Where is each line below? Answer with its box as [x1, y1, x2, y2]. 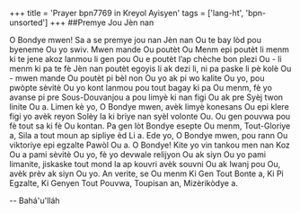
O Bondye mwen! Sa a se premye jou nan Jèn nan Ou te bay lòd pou [9, 35, 262, 45]
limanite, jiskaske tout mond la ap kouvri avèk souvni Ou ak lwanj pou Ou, [9, 159, 281, 169]
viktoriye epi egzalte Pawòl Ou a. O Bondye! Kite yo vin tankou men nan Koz [9, 139, 290, 150]
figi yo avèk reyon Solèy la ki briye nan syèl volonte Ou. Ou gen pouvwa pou [9, 111, 291, 121]
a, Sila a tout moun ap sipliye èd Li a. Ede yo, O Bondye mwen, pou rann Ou [9, 130, 288, 140]
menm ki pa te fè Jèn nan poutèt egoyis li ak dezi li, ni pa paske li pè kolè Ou [9, 63, 292, 74]
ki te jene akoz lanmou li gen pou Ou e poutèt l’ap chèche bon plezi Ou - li [9, 54, 282, 64]
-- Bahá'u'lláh [9, 195, 60, 206]
